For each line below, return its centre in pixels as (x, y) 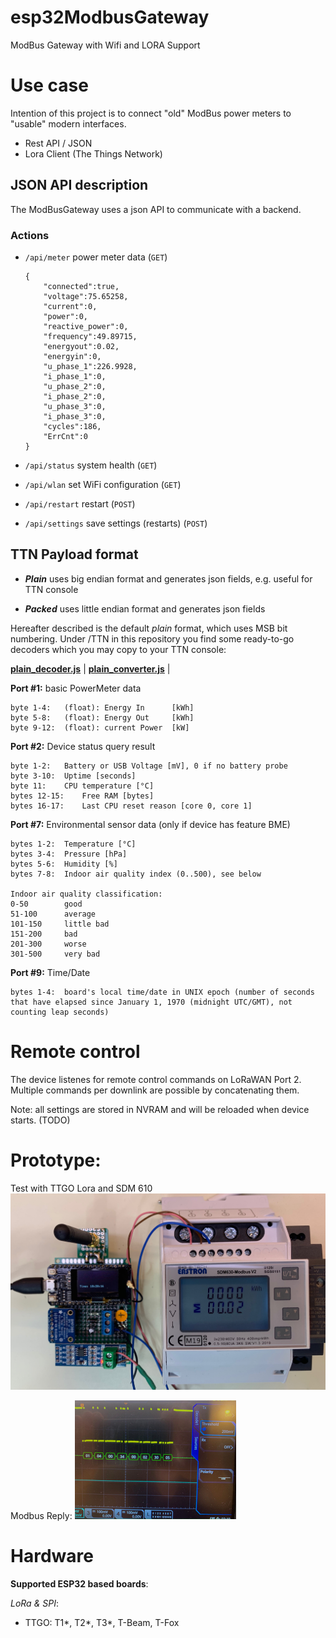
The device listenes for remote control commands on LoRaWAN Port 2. (156, 1079)
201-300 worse (48, 944)
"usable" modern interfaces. (68, 123)
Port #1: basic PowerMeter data (76, 688)
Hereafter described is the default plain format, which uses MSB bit (149, 628)
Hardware (52, 1556)
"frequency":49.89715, (90, 336)
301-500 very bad (55, 954)
